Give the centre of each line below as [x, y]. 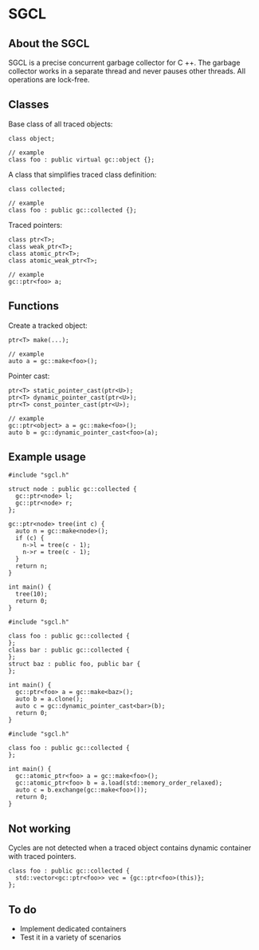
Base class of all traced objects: [61, 124]
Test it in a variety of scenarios [71, 937]
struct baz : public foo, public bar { [75, 665]
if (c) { [30, 538]
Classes [29, 105]
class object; [32, 138]
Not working [40, 828]
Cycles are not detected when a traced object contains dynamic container [130, 848]
